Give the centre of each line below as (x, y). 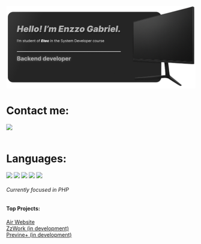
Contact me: (37, 111)
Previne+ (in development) (39, 234)
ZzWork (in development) (37, 228)
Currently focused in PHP (37, 190)
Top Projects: (23, 209)
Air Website (20, 222)
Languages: (37, 159)
